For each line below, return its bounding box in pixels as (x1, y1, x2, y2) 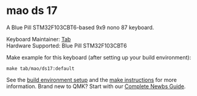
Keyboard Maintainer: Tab (6, 35, 71, 43)
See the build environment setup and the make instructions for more (6, 76, 178, 83)
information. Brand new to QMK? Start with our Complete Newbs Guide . (6, 83, 186, 90)
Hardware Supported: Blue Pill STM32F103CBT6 (6, 42, 127, 49)
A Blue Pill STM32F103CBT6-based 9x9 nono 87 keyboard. (6, 24, 154, 31)
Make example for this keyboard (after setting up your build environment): (6, 53, 192, 61)
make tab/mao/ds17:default (6, 65, 75, 72)
